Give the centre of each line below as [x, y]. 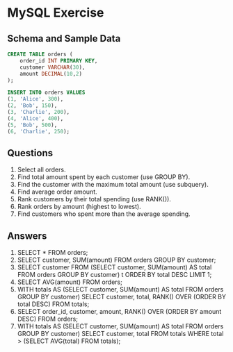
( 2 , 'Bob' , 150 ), [32, 106]
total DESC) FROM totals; [53, 304]
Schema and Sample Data [64, 39]
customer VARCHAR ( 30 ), [53, 67]
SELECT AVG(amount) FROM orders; [70, 282]
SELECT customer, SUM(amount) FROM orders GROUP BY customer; [116, 260]
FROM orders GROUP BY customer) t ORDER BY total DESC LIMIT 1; [114, 275]
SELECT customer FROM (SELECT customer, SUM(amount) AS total [114, 267]
